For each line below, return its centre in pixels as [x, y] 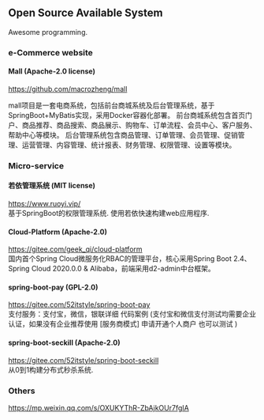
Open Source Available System [86, 13]
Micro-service [36, 165]
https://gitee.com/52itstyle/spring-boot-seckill [84, 360]
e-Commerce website [50, 52]
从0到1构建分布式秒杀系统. [51, 369]
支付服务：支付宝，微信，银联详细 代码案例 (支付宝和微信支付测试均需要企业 [132, 314]
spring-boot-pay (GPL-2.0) [53, 287]
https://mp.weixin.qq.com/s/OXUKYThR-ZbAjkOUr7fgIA [99, 407]
